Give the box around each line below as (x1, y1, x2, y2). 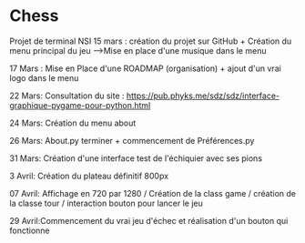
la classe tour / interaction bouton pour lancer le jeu (9, 197, 203, 208)
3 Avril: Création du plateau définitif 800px (9, 170, 169, 181)
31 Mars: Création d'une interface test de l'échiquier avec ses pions (9, 152, 262, 164)
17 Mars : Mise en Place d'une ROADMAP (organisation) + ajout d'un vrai (9, 63, 282, 74)
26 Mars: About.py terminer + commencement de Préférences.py (9, 135, 255, 146)
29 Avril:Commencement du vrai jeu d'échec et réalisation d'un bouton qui (9, 215, 289, 226)
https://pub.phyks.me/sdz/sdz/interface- (126, 90, 280, 101)
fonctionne (9, 225, 50, 236)
